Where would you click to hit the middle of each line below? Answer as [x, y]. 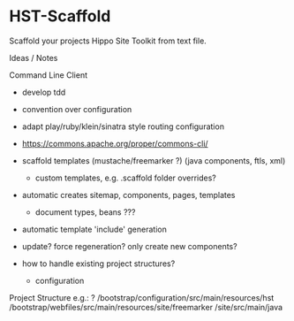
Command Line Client [49, 75]
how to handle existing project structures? [98, 264]
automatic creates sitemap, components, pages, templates [128, 195]
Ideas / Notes [34, 57]
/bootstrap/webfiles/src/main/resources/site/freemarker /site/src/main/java [146, 307]
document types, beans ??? [85, 212]
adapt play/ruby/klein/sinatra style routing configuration [123, 126]
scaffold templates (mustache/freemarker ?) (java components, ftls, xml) [154, 160]
